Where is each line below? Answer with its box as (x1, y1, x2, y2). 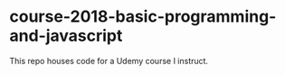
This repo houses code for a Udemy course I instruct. (9, 55, 209, 66)
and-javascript (9, 25, 123, 46)
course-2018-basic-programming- (9, 6, 277, 27)
